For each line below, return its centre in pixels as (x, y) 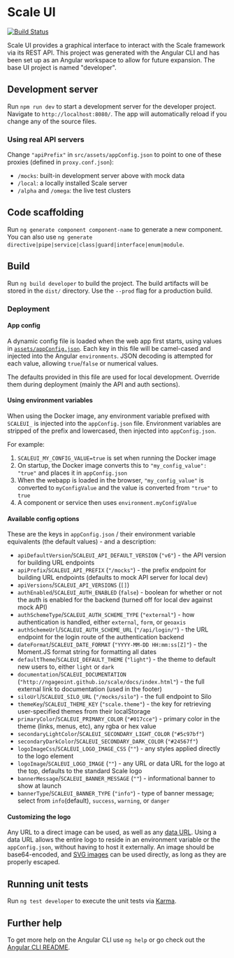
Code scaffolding (45, 213)
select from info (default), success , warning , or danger (93, 801)
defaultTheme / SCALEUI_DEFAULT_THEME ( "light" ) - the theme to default (116, 660)
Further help (35, 923)
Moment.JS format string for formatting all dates (87, 652)
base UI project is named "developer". (62, 67)
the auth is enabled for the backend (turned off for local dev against (115, 600)
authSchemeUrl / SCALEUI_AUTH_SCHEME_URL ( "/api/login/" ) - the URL (113, 630)
